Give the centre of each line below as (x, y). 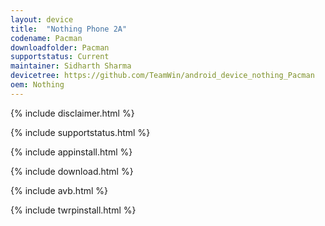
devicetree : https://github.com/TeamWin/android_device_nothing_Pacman (162, 76)
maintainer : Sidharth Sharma (71, 66)
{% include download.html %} (72, 171)
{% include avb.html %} (59, 190)
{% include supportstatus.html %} (80, 132)
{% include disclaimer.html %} (72, 113)
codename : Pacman (46, 38)
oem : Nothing (37, 85)
